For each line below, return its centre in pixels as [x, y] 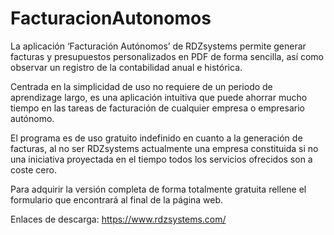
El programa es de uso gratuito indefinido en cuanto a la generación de [156, 138]
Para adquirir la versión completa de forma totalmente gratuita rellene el [158, 189]
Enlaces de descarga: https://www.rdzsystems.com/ [118, 219]
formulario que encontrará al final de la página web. [117, 199]
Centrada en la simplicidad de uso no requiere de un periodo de [141, 86]
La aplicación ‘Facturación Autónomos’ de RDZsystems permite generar [158, 46]
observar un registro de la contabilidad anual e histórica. [126, 67]
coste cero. [33, 169]
